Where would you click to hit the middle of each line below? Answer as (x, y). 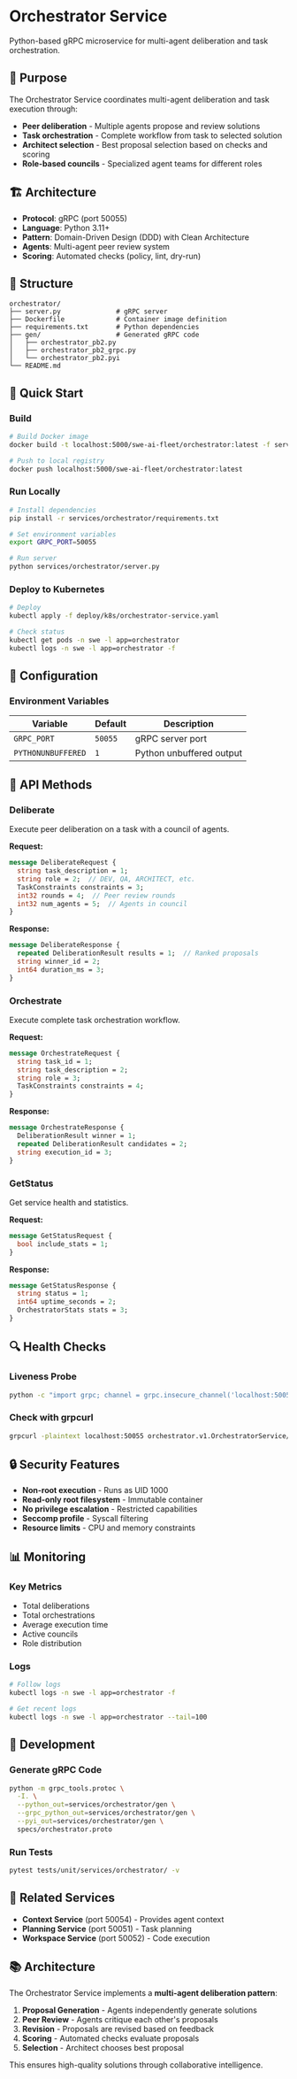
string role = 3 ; (49, 1078)
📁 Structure (41, 284)
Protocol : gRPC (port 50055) (75, 218)
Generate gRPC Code (56, 1770)
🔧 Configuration (54, 676)
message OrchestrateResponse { (67, 1128)
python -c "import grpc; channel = (75, 1395)
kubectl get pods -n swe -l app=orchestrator (94, 640)
